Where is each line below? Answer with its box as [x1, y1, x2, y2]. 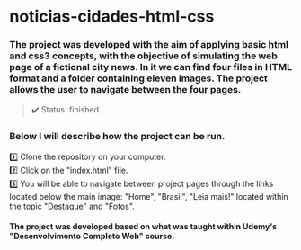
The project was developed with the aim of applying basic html [9, 39, 289, 51]
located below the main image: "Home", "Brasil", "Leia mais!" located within [9, 191, 289, 201]
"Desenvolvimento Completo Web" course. [9, 231, 175, 242]
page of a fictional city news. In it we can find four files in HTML [9, 61, 292, 74]
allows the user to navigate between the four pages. [9, 84, 242, 96]
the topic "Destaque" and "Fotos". [9, 201, 135, 211]
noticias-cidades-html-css [9, 6, 215, 27]
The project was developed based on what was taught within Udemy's [9, 221, 278, 232]
